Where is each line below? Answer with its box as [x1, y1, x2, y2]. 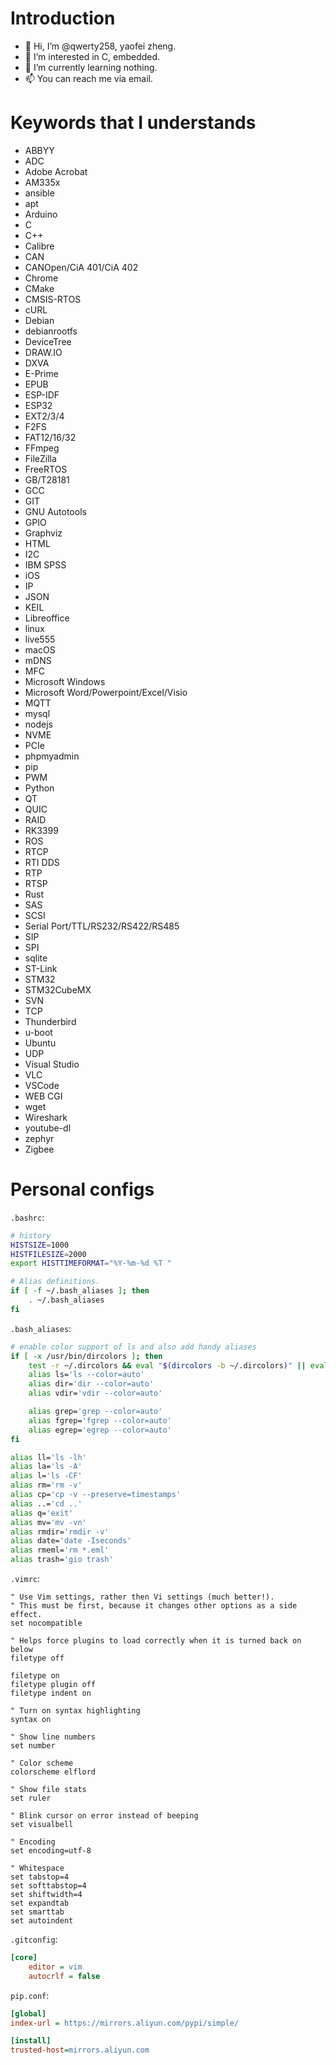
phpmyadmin [24, 750, 80, 762]
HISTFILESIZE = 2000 [10, 1249, 87, 1259]
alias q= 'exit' [10, 1508, 74, 1518]
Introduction [10, 7, 116, 30]
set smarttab [10, 1907, 65, 1917]
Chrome [24, 272, 59, 284]
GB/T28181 [24, 473, 70, 486]
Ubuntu [24, 1037, 57, 1049]
